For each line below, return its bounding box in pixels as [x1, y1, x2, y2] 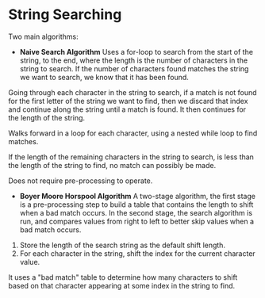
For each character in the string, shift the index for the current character [19, 248, 255, 258]
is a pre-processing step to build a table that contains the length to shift [19, 200, 254, 209]
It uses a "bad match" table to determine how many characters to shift [8, 272, 238, 282]
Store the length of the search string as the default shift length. [19, 240, 226, 250]
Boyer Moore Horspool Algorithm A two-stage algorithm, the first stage [19, 191, 256, 201]
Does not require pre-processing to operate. [8, 176, 153, 185]
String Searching [8, 6, 122, 24]
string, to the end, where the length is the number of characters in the [19, 55, 248, 65]
